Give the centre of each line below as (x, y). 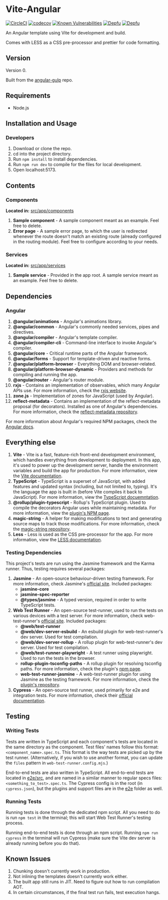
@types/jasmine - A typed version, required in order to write (83, 600)
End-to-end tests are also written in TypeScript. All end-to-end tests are (80, 772)
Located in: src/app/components (40, 211)
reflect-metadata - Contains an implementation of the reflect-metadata (86, 401)
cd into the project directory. (42, 154)
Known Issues (28, 859)
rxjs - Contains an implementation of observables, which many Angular (86, 385)
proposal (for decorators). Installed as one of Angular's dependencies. (85, 406)
